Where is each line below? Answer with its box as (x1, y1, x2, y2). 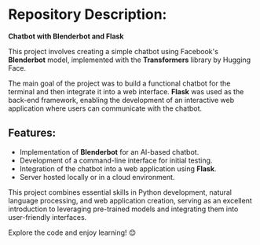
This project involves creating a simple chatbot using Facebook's (8, 46, 218, 56)
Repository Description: (8, 5, 167, 24)
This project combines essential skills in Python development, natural (8, 187, 233, 197)
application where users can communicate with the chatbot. (8, 104, 203, 113)
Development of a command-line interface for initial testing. (19, 155, 213, 165)
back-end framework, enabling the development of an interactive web (8, 95, 235, 104)
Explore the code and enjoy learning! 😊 (8, 228, 137, 237)
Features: (8, 126, 57, 140)
